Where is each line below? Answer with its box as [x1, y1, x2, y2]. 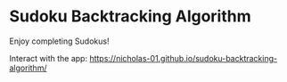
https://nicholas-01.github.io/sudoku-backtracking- [88, 53, 278, 63]
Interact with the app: [9, 53, 87, 63]
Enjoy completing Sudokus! [9, 36, 110, 46]
